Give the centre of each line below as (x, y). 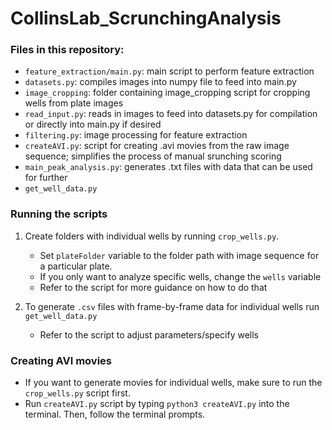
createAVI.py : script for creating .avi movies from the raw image (157, 146)
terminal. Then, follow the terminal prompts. (115, 414)
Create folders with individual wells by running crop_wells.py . (152, 236)
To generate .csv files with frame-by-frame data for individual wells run (172, 306)
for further (46, 178)
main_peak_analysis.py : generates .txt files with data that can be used (168, 167)
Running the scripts (59, 214)
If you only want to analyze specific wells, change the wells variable (180, 276)
